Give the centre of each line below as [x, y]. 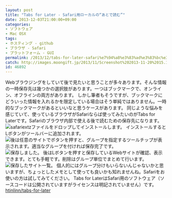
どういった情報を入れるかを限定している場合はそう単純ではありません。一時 [86, 102]
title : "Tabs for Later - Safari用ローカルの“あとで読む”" [65, 15]
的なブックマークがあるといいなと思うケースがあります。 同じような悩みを [84, 108]
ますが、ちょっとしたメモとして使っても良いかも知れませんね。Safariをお [87, 172]
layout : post [19, 10]
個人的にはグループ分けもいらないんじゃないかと [108, 166]
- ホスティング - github [29, 43]
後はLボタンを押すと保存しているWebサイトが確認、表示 [103, 153]
